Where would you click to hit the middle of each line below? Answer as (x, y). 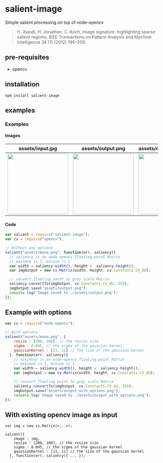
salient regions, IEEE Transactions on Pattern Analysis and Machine (84, 37)
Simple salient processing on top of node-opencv (55, 22)
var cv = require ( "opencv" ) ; (34, 239)
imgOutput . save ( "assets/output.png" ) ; (49, 288)
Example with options (38, 312)
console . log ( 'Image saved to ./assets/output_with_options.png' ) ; (82, 395)
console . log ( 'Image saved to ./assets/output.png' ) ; (64, 293)
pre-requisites (27, 58)
